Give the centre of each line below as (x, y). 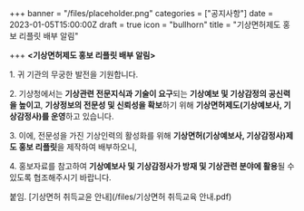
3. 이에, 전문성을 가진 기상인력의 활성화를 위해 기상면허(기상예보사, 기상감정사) (148, 135)
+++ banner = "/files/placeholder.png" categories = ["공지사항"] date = (142, 13)
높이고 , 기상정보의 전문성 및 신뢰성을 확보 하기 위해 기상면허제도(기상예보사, (150, 105)
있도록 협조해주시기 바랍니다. (60, 177)
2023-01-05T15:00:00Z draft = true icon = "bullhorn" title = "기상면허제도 (145, 24)
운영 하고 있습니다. (83, 116)
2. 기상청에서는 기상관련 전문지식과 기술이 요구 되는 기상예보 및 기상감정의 (138, 94)
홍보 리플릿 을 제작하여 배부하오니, (78, 147)
